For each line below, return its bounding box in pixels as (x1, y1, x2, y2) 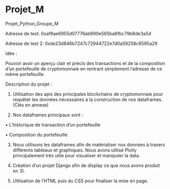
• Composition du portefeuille (5, 132, 68, 138)
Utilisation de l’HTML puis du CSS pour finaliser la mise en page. (12, 178, 149, 184)
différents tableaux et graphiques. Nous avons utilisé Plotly (12, 147, 137, 153)
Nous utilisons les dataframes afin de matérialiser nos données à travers (12, 141, 165, 148)
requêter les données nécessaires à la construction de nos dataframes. (12, 96, 163, 102)
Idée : (5, 50, 17, 56)
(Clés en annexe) (12, 101, 49, 108)
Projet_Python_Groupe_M (5, 20, 59, 27)
